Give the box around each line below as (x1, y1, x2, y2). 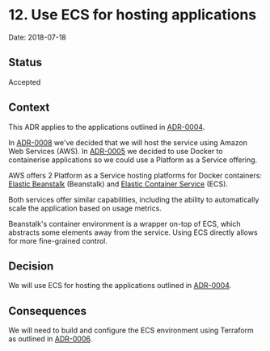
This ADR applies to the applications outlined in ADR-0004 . (8, 122, 205, 132)
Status (8, 56, 43, 69)
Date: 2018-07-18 (8, 32, 66, 42)
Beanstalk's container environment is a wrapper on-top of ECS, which (8, 219, 241, 228)
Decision (8, 259, 54, 273)
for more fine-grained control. (8, 236, 108, 245)
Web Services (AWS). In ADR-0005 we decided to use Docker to (8, 146, 224, 156)
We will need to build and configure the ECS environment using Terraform (8, 325, 255, 336)
